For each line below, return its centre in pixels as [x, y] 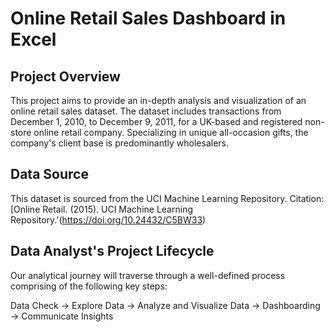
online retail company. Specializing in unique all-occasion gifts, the [171, 132]
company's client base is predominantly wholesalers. [120, 143]
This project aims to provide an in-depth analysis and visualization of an [158, 100]
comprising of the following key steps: [89, 286]
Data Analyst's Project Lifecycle [112, 251]
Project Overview [65, 76]
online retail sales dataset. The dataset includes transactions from [146, 111]
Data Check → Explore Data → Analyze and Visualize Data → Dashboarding [165, 305]
